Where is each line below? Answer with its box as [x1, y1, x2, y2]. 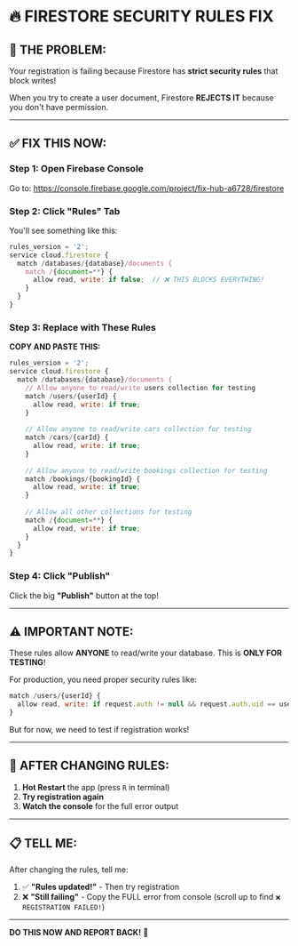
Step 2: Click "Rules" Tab [9, 204, 121, 217]
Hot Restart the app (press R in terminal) [21, 782, 170, 792]
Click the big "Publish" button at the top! [9, 589, 160, 601]
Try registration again [21, 791, 105, 802]
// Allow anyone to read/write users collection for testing [25, 383, 255, 392]
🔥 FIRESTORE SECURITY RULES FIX [9, 6, 274, 27]
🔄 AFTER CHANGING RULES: [9, 758, 170, 774]
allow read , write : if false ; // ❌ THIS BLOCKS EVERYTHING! [32, 276, 265, 285]
